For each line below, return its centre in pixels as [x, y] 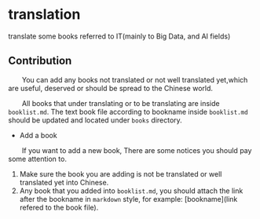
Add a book [38, 135]
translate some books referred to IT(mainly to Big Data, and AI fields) [119, 36]
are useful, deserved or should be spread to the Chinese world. [111, 88]
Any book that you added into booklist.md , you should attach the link [131, 191]
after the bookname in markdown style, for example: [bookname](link [128, 199]
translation [44, 15]
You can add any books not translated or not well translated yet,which [135, 79]
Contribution [40, 61]
